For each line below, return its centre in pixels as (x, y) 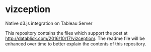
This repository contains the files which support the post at (66, 33)
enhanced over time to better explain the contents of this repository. (76, 43)
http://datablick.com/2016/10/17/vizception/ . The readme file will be (75, 38)
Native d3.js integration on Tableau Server (49, 23)
